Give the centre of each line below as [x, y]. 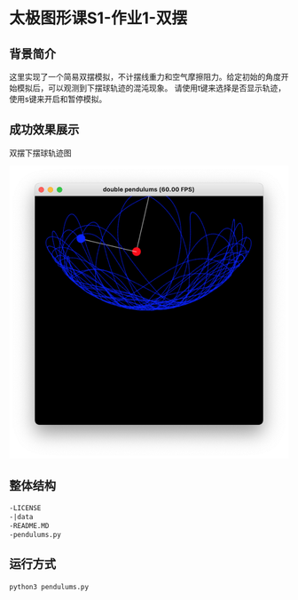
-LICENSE [25, 508]
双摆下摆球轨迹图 [40, 153]
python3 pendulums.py [49, 587]
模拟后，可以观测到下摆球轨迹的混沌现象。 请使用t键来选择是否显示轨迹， [151, 88]
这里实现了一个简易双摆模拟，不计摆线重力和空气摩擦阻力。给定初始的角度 [145, 77]
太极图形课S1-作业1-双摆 [98, 18]
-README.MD [29, 525]
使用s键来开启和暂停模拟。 [58, 99]
